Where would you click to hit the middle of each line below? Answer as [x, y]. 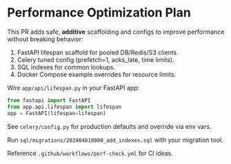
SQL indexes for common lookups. [66, 67]
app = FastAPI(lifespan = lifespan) [57, 113]
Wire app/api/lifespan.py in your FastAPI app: [73, 88]
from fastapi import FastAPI [49, 100]
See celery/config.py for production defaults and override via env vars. [109, 126]
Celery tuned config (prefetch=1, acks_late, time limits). [96, 59]
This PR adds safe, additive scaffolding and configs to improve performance [116, 32]
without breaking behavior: [46, 39]
